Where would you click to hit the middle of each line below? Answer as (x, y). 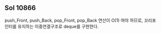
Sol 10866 (20, 8)
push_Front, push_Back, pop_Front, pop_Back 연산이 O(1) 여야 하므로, (74, 20)
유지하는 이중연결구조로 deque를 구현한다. (58, 26)
